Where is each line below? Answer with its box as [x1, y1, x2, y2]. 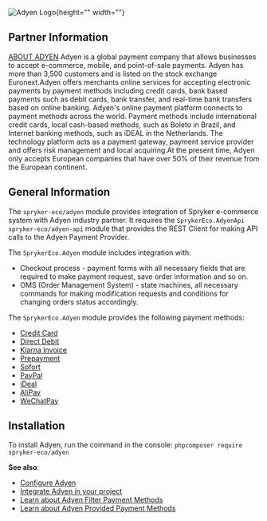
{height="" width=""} [55, 8, 125, 17]
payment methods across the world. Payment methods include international [8, 111, 257, 121]
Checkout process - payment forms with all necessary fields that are [19, 263, 245, 272]
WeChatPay [19, 396, 59, 405]
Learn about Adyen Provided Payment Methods [19, 503, 176, 513]
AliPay [19, 388, 41, 397]
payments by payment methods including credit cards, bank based [8, 86, 228, 95]
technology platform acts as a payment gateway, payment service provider [8, 137, 254, 146]
